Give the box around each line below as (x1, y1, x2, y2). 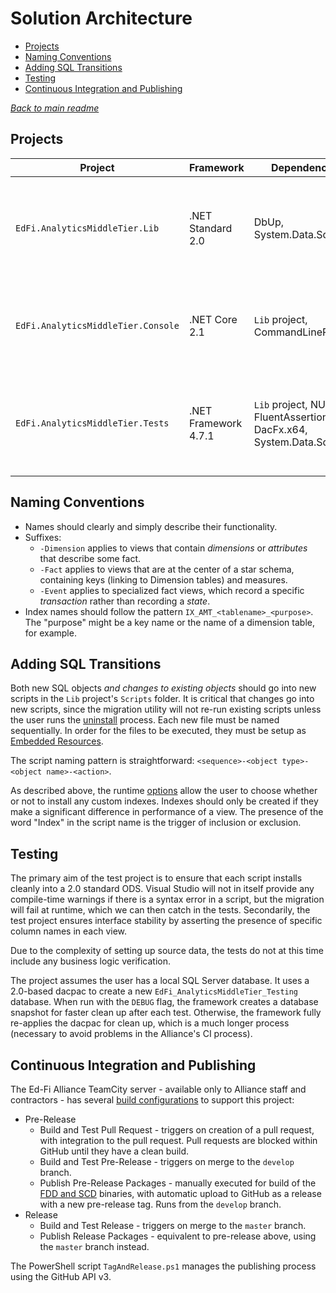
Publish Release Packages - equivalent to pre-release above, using (39, 1230, 317, 1242)
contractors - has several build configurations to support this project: (10, 1094, 295, 1106)
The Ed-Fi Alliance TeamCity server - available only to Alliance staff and (10, 1083, 307, 1095)
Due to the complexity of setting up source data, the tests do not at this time (10, 945, 324, 957)
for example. (24, 627, 77, 639)
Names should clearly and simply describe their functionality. (24, 520, 278, 532)
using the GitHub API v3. (10, 1271, 112, 1282)
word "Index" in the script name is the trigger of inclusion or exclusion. (10, 817, 302, 829)
